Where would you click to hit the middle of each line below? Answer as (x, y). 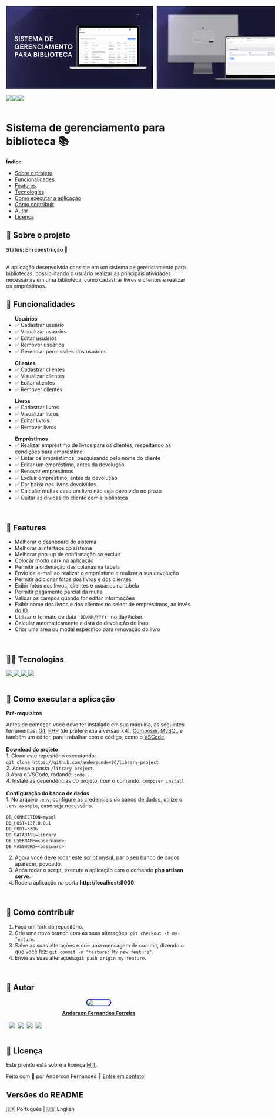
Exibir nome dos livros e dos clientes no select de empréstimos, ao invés (103, 605)
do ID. (22, 610)
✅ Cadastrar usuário (39, 325)
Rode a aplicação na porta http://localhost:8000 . (75, 882)
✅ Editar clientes (35, 382)
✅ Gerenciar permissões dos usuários (61, 351)
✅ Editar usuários (36, 338)
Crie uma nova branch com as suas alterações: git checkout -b (92, 933)
